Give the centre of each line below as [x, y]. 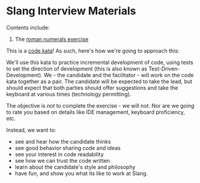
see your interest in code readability [59, 154]
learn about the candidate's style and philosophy [75, 167]
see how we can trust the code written [62, 160]
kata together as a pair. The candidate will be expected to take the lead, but [99, 81]
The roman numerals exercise [51, 39]
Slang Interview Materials [71, 11]
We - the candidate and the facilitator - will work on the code [119, 75]
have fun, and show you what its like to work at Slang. [81, 173]
